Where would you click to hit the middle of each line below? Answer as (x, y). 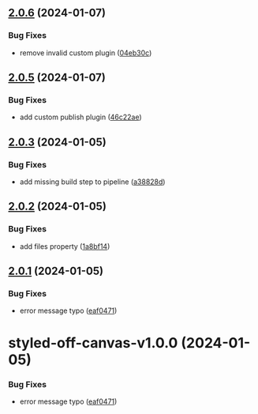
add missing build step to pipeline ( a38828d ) (92, 182)
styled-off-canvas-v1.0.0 (93, 342)
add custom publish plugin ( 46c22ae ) (80, 117)
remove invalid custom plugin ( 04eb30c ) (86, 53)
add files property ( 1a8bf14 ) (65, 246)
